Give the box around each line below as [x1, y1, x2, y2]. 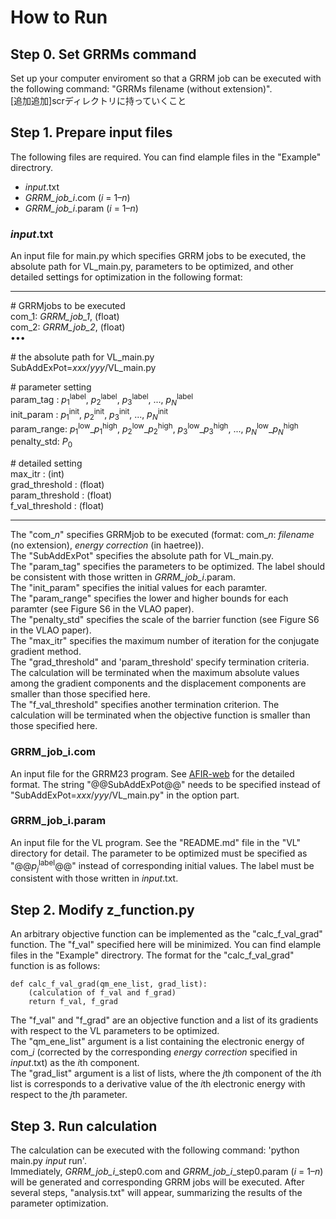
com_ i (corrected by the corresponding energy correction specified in [10, 1046, 298, 1058]
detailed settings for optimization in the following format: [10, 271, 243, 283]
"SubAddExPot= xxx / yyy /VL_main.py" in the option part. [10, 789, 240, 801]
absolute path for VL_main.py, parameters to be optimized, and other [10, 261, 294, 273]
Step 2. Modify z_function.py [10, 901, 195, 918]
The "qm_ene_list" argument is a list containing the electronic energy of [10, 1036, 305, 1048]
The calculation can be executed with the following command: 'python [10, 1144, 300, 1156]
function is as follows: [10, 960, 101, 972]
